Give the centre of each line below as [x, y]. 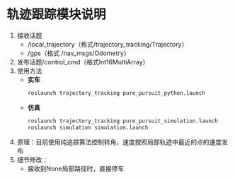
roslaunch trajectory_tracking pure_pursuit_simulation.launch [123, 121]
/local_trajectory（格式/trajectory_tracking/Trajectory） [108, 44]
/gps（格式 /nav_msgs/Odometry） [79, 53]
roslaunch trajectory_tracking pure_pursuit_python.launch [116, 93]
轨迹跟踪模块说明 [57, 15]
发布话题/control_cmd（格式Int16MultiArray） [83, 62]
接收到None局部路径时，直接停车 [76, 168]
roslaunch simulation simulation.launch [88, 127]
